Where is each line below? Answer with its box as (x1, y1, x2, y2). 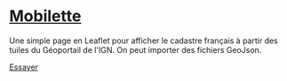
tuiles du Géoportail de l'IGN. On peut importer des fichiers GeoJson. (9, 44, 262, 55)
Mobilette (9, 6, 82, 26)
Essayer (9, 62, 38, 72)
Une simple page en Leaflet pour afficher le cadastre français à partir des (9, 35, 278, 46)
